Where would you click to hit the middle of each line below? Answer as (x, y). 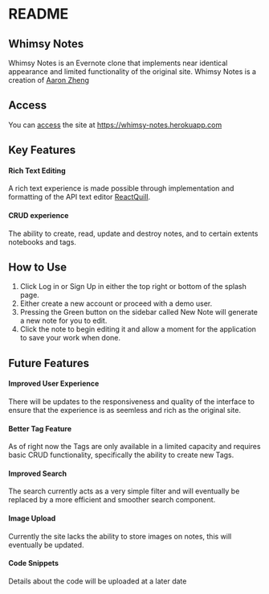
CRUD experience (39, 215)
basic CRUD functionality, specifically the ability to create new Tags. (121, 455)
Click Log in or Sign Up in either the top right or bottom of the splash (133, 287)
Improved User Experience (54, 384)
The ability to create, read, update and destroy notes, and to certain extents (133, 233)
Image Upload (32, 518)
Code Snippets (33, 563)
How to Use (38, 267)
